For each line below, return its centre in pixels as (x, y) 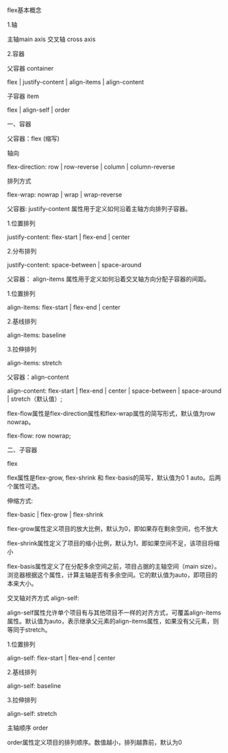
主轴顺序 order (28, 728)
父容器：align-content (38, 377)
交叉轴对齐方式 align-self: (43, 598)
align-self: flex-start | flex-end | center (61, 658)
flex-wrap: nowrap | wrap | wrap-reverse (65, 195)
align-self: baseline (34, 686)
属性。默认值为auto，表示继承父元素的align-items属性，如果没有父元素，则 (113, 621)
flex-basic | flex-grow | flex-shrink (55, 515)
